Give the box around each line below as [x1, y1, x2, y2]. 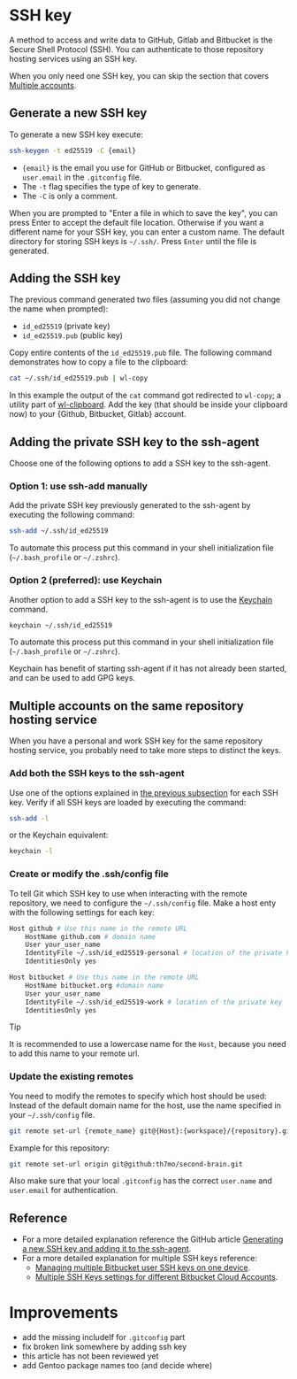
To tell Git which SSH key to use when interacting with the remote [9, 888, 247, 898]
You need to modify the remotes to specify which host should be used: [9, 1090, 267, 1101]
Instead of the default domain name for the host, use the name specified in [9, 1099, 281, 1111]
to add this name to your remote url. [9, 1048, 140, 1059]
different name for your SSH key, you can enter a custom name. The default [9, 227, 285, 237]
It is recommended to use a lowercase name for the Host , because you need [9, 1039, 287, 1050]
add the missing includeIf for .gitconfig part [21, 1332, 186, 1343]
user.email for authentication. [9, 1185, 118, 1196]
